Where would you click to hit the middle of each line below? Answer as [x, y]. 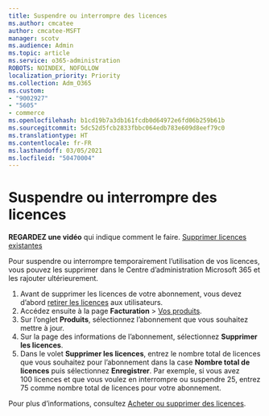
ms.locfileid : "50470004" [52, 158]
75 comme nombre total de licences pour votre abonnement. [120, 388]
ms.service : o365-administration [64, 61]
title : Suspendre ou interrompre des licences [88, 16]
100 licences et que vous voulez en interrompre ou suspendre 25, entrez [140, 380]
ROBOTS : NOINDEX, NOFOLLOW [54, 68]
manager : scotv [34, 38]
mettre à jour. [42, 328]
